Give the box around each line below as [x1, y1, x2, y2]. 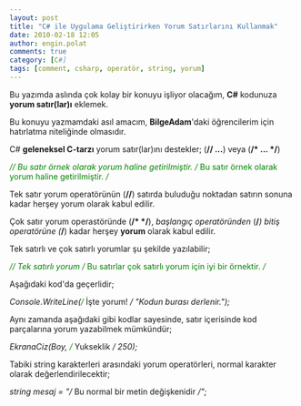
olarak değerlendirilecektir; [9, 368, 111, 379]
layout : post [9, 13, 59, 23]
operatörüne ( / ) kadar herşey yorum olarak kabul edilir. [9, 225, 216, 237]
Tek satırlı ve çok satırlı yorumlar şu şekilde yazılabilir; [9, 243, 211, 254]
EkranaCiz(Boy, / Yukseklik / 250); [9, 340, 138, 351]
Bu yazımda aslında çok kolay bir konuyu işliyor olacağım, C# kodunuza [9, 88, 277, 100]
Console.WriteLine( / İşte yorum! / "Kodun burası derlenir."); [9, 296, 230, 307]
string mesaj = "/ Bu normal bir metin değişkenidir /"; [9, 386, 207, 397]
